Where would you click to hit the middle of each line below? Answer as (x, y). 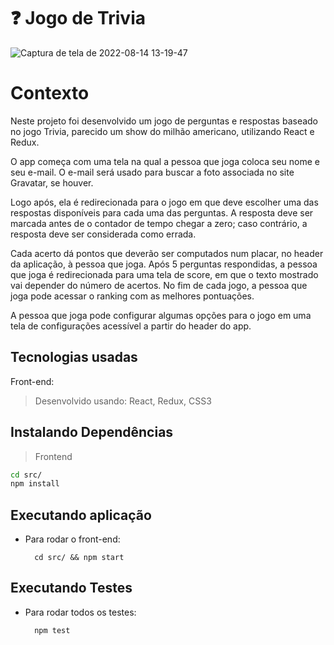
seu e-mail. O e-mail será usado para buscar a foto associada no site (152, 172)
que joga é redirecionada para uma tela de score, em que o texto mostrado (164, 274)
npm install (35, 484)
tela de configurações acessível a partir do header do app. (131, 326)
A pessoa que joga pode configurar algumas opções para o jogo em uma (161, 315)
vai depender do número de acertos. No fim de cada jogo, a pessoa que (159, 285)
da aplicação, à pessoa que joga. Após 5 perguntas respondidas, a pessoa (164, 264)
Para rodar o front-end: (72, 539)
